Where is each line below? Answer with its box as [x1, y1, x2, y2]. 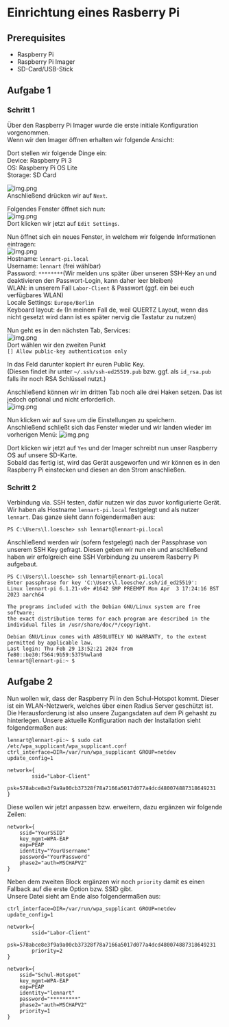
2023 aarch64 [7, 591, 45, 598]
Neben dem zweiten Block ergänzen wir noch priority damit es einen [7, 877, 205, 886]
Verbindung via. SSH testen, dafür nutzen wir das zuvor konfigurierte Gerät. [7, 498, 221, 506]
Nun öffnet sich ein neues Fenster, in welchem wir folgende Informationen [7, 232, 216, 241]
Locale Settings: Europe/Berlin [7, 298, 95, 306]
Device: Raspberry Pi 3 [7, 156, 72, 164]
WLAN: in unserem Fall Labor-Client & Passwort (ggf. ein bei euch [7, 284, 195, 292]
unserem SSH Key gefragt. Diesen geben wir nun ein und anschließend [7, 545, 208, 553]
